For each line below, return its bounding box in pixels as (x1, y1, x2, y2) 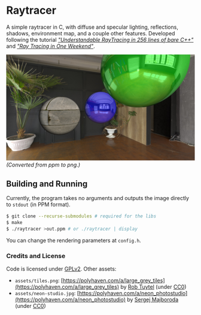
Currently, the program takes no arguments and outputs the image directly (6, 195, 190, 202)
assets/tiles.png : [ (14, 277, 63, 284)
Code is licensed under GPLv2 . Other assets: (6, 265, 117, 272)
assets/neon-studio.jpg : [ (14, 290, 80, 297)
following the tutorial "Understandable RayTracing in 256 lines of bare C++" (6, 36, 194, 43)
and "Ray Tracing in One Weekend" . (6, 43, 95, 50)
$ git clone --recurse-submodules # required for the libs (6, 213, 157, 219)
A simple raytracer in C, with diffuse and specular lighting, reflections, (6, 23, 178, 31)
